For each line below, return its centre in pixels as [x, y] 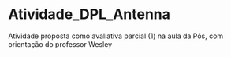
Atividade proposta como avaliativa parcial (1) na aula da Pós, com [116, 36]
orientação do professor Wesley [60, 44]
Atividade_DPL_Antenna [89, 14]
